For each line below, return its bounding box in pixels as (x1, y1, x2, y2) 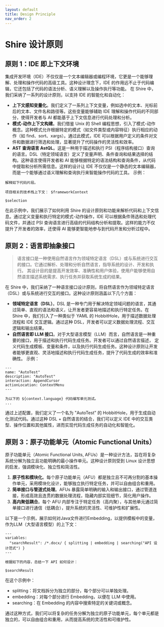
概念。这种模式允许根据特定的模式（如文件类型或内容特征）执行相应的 (12, 127, 154, 133)
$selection (5, 199, 27, 203)
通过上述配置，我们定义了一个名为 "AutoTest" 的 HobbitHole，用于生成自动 (5, 410, 156, 416)
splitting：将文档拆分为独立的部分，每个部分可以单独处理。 (12, 588, 131, 593)
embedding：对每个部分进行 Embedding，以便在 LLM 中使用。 (12, 594, 139, 600)
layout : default (5, 7, 38, 12)
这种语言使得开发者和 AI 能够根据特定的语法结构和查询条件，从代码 (20, 157, 156, 163)
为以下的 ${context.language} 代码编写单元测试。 (5, 397, 99, 402)
